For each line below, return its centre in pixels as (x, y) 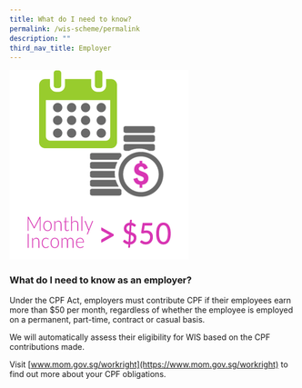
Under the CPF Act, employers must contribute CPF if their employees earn (151, 300)
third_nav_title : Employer (60, 48)
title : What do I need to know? (70, 19)
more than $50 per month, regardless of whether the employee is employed (151, 310)
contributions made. (47, 346)
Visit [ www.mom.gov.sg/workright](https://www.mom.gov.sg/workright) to (149, 364)
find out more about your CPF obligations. (88, 373)
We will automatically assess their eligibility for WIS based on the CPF (140, 337)
